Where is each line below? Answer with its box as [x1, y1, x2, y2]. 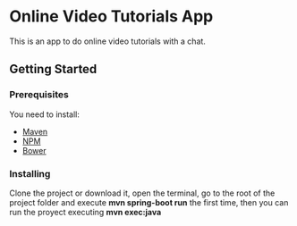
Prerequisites [9, 88, 69, 101]
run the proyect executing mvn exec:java [9, 206, 162, 217]
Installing [9, 167, 51, 180]
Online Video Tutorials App [9, 6, 214, 27]
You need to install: [9, 109, 81, 120]
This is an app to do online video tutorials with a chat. [9, 36, 206, 46]
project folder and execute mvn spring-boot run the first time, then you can [9, 197, 289, 207]
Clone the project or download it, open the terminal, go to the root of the [9, 188, 276, 198]
